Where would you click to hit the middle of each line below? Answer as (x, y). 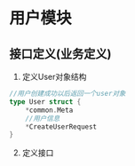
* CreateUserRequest (61, 126)
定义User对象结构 (54, 77)
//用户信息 (43, 118)
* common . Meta (49, 110)
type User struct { (45, 102)
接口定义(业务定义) (60, 54)
